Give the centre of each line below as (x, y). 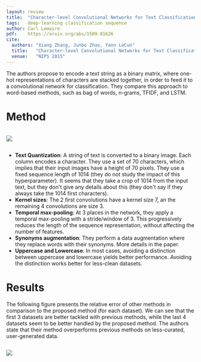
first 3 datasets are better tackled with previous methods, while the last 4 (96, 317)
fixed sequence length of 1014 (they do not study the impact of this (98, 174)
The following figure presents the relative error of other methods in (89, 304)
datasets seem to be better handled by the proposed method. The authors (98, 323)
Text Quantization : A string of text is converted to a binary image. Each (103, 155)
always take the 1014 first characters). (62, 193)
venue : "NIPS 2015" (39, 56)
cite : (13, 40)
